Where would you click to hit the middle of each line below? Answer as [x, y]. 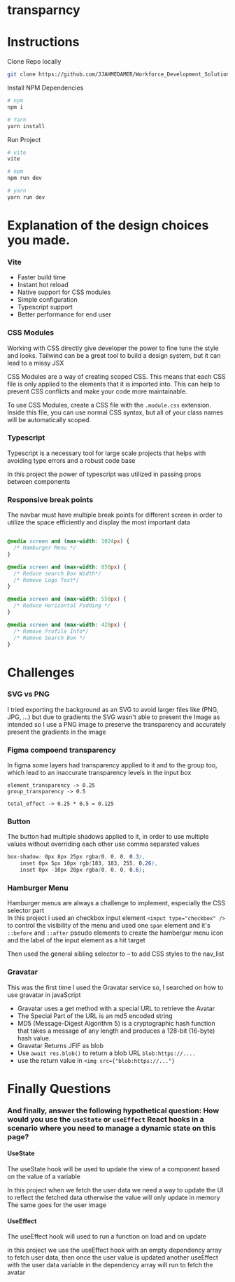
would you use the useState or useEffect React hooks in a [106, 1119]
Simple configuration [48, 300]
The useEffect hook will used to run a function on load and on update [107, 1236]
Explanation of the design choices [108, 225]
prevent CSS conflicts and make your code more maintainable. [97, 391]
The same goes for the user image [57, 1205]
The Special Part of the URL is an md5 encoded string [95, 1016]
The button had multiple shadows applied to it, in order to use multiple [108, 837]
